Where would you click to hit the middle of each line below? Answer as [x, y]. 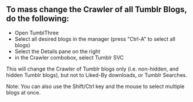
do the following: [38, 19]
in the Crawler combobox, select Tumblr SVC [69, 57]
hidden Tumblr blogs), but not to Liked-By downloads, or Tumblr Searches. [96, 75]
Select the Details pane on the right [57, 51]
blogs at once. [24, 92]
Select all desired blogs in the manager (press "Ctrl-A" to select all [95, 39]
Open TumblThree [36, 33]
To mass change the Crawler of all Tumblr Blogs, [96, 10]
